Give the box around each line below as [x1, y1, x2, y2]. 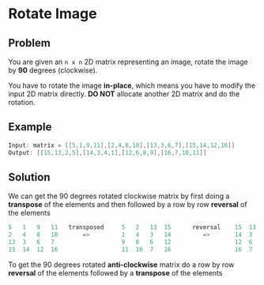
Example [8, 120, 52, 134]
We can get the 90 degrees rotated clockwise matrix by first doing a [8, 191, 230, 201]
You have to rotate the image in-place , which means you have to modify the [8, 81, 256, 90]
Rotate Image [8, 5, 97, 23]
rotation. [8, 98, 36, 107]
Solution [8, 171, 51, 184]
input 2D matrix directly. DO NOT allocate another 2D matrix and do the [8, 89, 240, 99]
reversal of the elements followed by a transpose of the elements [8, 268, 223, 277]
